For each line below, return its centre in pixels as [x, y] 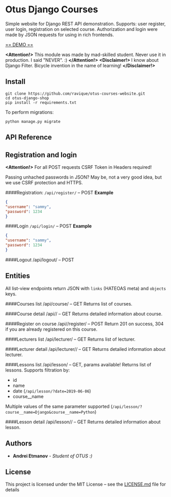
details [12, 490]
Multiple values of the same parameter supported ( [59, 406]
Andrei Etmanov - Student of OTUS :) [52, 456]
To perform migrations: [29, 112]
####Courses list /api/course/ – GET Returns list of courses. [69, 304]
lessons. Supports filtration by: [38, 370]
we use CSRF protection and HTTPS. [44, 182]
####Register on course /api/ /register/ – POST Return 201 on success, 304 [84, 324]
